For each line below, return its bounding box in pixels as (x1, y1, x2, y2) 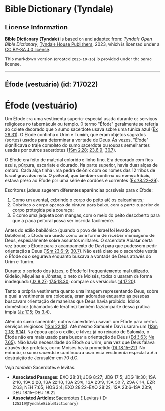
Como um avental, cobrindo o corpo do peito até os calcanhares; (12, 197, 144, 203)
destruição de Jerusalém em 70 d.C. (5, 355, 79, 361)
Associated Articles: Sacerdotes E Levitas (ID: (12, 395, 107, 401)
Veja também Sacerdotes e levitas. (5, 365, 76, 371)
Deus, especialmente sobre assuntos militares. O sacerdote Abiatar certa (5, 237, 153, 244)
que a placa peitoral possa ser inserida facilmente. (12, 218, 114, 224)
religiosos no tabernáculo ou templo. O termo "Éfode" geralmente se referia (5, 121, 158, 127)
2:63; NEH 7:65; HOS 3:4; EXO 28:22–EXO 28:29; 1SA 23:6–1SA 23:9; (12, 384, 153, 390)
